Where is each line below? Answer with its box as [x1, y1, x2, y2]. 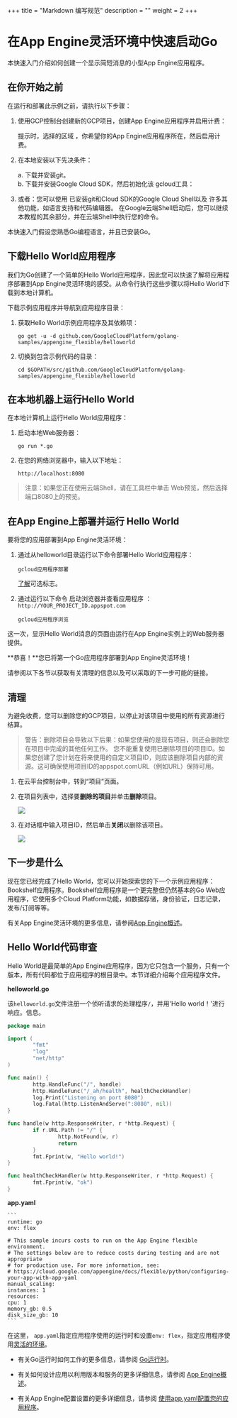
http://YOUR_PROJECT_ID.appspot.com [17, 603, 126, 610]
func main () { [7, 1074, 50, 1081]
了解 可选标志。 [17, 579, 62, 588]
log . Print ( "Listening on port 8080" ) [33, 1094, 144, 1101]
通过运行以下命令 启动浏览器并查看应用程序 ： [17, 595, 152, 603]
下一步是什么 [7, 857, 64, 869]
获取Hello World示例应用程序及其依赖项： [17, 318, 139, 326]
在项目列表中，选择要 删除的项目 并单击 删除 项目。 [17, 792, 161, 801]
